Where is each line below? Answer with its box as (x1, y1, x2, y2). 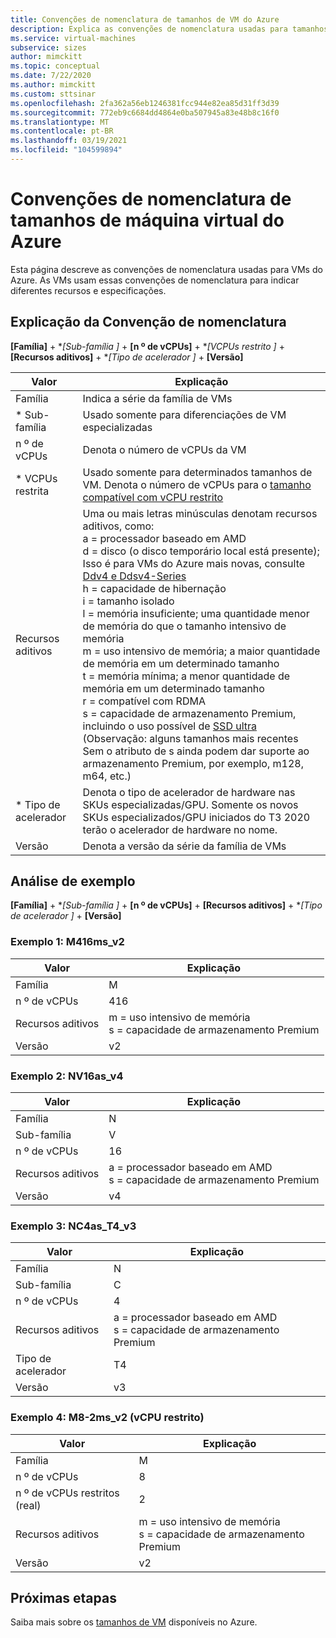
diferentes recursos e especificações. (10, 284, 167, 296)
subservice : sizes (10, 42, 87, 53)
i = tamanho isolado (82, 594, 175, 608)
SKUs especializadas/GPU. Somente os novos (82, 797, 299, 811)
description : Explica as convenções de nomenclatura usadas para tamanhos (10, 24, 329, 34)
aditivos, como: (82, 519, 155, 533)
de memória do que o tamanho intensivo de (82, 619, 287, 633)
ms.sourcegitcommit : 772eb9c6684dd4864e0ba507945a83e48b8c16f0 (10, 107, 280, 118)
